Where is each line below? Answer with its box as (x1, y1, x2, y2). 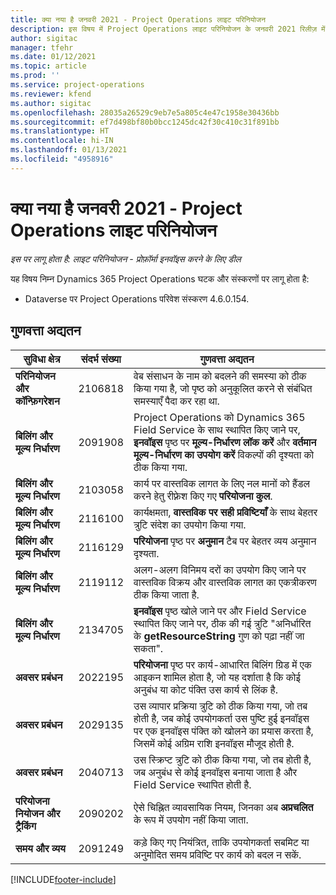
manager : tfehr (10, 42, 74, 53)
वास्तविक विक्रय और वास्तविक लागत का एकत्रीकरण (133, 575, 317, 589)
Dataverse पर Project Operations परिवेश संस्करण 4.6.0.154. (24, 292, 250, 305)
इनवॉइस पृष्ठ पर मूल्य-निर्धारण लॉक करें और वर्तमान (133, 435, 317, 449)
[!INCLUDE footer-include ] (10, 873, 117, 885)
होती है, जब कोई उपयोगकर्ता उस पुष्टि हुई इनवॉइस (133, 711, 310, 725)
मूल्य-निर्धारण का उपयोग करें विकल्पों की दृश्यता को (133, 447, 315, 461)
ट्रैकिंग (15, 819, 37, 833)
